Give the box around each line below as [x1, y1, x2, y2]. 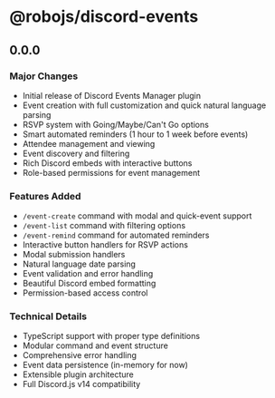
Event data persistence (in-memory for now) [22, 360, 188, 371]
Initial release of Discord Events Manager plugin [22, 90, 202, 101]
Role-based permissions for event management [22, 167, 201, 178]
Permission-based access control [22, 287, 148, 298]
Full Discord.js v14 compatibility [22, 379, 141, 390]
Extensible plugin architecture [22, 369, 134, 380]
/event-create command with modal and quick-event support [22, 210, 252, 221]
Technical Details [9, 310, 88, 323]
